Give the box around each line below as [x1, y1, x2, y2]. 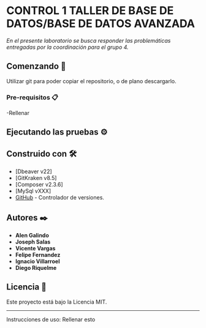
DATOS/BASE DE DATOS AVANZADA [6, 17, 195, 31]
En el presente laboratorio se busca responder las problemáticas [6, 37, 171, 44]
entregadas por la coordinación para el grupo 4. [6, 43, 129, 51]
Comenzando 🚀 [6, 61, 66, 72]
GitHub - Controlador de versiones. [15, 194, 104, 201]
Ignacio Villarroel [15, 258, 60, 265]
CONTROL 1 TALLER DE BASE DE [6, 4, 174, 18]
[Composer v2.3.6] [15, 181, 63, 188]
